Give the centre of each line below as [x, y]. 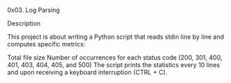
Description [24, 23]
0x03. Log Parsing [34, 10]
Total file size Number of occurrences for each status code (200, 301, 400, [115, 57]
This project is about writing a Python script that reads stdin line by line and [116, 37]
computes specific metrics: [46, 44]
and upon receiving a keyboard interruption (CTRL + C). [87, 72]
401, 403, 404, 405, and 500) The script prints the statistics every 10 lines [114, 65]
